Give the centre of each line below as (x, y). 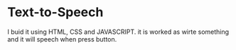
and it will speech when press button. (62, 39)
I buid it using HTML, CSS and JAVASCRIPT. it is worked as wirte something (118, 32)
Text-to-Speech (55, 12)
